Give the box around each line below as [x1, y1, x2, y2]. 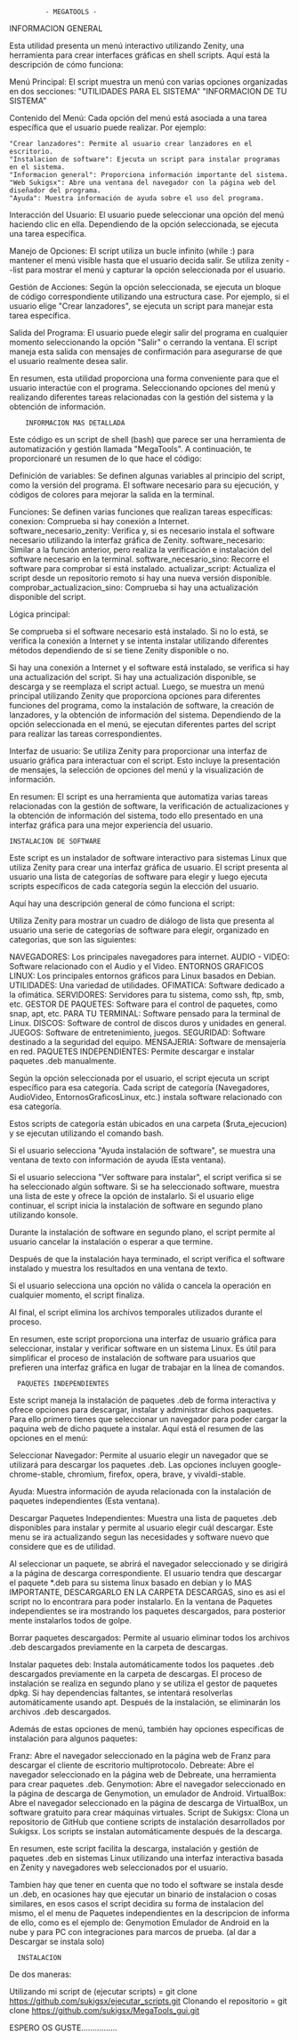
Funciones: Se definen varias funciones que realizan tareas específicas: [9, 506, 273, 517]
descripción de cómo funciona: [9, 60, 124, 69]
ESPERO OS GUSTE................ [9, 2022, 117, 2033]
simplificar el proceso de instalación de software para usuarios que [9, 1353, 256, 1363]
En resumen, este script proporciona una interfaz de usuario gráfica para [9, 1334, 277, 1344]
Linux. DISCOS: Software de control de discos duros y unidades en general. [9, 1018, 287, 1028]
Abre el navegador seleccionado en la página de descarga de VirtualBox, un [9, 1798, 288, 1808]
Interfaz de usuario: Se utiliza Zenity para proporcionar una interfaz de [9, 746, 268, 756]
